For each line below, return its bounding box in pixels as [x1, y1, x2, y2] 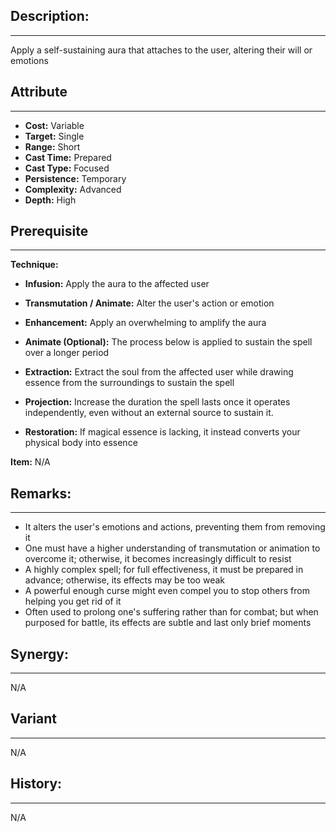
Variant [10, 710, 57, 728]
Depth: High [24, 194, 77, 206]
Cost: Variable [24, 119, 85, 131]
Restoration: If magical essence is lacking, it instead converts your [24, 426, 301, 438]
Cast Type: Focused [24, 162, 110, 174]
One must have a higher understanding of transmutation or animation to [24, 542, 321, 554]
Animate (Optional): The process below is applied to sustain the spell [24, 336, 313, 348]
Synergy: [10, 645, 69, 663]
